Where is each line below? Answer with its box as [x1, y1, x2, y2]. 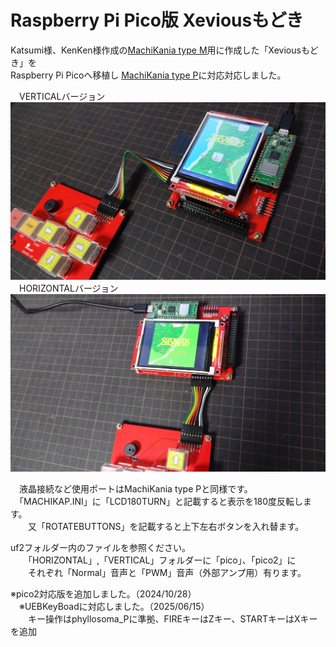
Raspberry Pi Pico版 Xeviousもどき [10, 9, 304, 32]
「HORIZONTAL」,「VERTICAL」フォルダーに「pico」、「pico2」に [27, 554, 297, 566]
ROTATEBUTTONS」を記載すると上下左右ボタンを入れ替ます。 [44, 520, 305, 532]
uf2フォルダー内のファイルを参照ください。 [10, 541, 191, 553]
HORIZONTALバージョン [18, 282, 119, 294]
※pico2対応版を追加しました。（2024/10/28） [10, 587, 197, 600]
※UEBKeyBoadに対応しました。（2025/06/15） [18, 600, 210, 612]
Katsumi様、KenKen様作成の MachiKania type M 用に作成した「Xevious [10, 44, 302, 56]
